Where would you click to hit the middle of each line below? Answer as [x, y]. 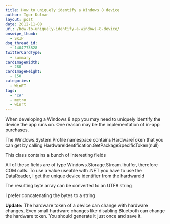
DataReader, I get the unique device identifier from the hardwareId [75, 176]
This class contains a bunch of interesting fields [56, 155]
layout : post [19, 19]
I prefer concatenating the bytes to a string [50, 195]
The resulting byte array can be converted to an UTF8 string [69, 186]
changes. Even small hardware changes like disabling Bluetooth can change [85, 211]
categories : [18, 81]
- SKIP [17, 39]
